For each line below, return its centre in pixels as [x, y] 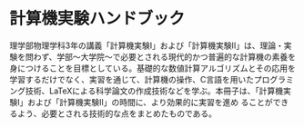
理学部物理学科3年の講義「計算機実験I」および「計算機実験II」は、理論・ [147, 45]
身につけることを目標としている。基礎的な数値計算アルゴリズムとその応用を [152, 68]
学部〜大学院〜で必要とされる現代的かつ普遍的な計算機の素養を [177, 56]
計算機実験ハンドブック [97, 19]
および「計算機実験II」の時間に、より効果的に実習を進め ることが [150, 102]
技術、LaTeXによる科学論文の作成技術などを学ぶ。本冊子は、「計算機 [154, 91]
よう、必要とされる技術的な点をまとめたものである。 [117, 113]
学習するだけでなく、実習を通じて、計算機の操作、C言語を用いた [132, 79]
